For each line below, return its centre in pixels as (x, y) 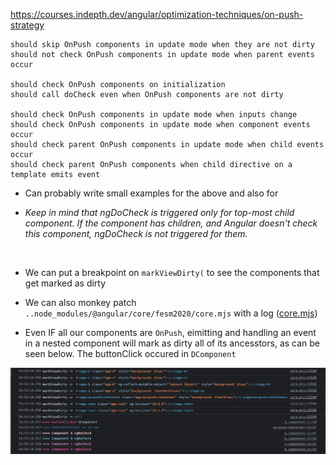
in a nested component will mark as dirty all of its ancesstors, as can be (172, 343)
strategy (27, 25)
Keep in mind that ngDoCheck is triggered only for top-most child (159, 212)
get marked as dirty (65, 283)
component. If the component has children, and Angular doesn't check (171, 223)
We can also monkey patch (80, 302)
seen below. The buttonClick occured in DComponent (130, 353)
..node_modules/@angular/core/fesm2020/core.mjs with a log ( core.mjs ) (171, 313)
